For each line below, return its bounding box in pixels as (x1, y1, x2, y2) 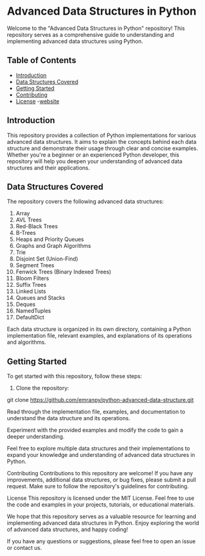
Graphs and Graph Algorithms (15, 242, 91, 250)
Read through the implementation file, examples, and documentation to (7, 408, 185, 415)
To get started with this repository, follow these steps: (7, 373, 142, 380)
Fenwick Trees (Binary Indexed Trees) (15, 268, 112, 276)
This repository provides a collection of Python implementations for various (7, 132, 196, 139)
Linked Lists (15, 287, 46, 295)
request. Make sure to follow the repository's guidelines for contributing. (7, 483, 189, 490)
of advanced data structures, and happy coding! (7, 526, 129, 533)
